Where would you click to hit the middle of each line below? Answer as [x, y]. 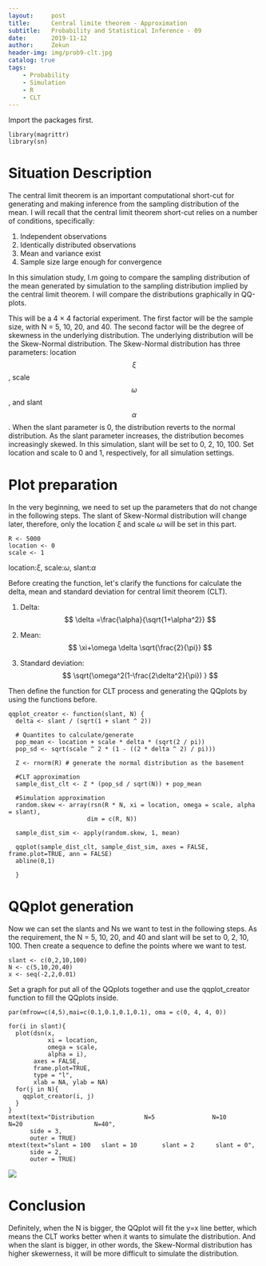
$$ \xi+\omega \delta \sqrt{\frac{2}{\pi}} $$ [140, 647]
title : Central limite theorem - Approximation [98, 23]
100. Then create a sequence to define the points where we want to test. [127, 946]
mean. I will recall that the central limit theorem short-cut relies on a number [133, 213]
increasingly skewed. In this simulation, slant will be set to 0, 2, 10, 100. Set [131, 444]
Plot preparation [63, 485]
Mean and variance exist [60, 253]
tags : [17, 68]
